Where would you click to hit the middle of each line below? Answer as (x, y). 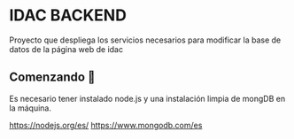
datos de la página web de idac (66, 49)
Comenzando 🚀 (52, 77)
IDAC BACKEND (68, 15)
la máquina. (30, 108)
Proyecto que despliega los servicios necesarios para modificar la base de (145, 40)
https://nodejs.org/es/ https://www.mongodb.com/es (106, 125)
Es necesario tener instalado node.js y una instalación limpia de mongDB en (147, 98)
